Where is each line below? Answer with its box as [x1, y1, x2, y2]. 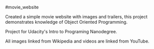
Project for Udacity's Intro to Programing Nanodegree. [5, 29, 117, 34]
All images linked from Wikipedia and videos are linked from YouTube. [5, 38, 149, 44]
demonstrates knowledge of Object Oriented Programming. [5, 19, 128, 25]
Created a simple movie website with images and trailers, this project [5, 14, 148, 19]
